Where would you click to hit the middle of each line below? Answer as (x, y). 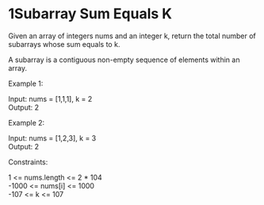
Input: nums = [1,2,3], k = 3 (52, 138)
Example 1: (26, 83)
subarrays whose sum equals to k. (64, 44)
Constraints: (28, 162)
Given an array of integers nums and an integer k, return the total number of (132, 36)
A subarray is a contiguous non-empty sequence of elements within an (124, 60)
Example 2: (27, 122)
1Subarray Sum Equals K (90, 14)
